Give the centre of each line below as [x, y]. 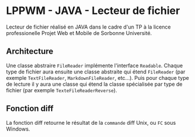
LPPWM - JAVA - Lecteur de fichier [93, 11]
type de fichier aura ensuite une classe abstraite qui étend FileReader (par [96, 72]
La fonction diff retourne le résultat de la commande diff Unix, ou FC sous [91, 122]
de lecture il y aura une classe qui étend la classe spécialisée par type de [94, 84]
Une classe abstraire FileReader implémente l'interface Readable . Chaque [95, 65]
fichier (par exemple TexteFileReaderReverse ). [61, 90]
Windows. [18, 129]
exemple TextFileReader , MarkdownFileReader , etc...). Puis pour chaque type [97, 78]
